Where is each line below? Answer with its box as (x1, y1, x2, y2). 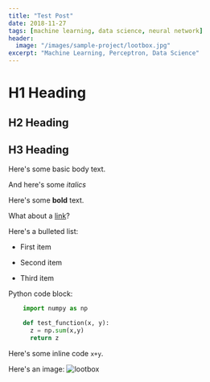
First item (19, 242, 51, 252)
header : (8, 34, 35, 43)
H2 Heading (8, 116, 69, 129)
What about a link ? (8, 211, 70, 221)
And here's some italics (8, 180, 87, 190)
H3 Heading (8, 142, 70, 157)
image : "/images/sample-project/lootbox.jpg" (15, 42, 171, 50)
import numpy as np (23, 305, 89, 313)
